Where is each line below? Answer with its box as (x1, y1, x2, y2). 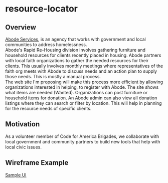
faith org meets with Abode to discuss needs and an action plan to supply (5, 68, 157, 74)
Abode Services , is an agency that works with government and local (5, 36, 146, 42)
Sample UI (5, 171, 27, 178)
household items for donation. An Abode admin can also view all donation (5, 95, 157, 101)
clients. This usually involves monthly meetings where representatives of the (5, 63, 163, 69)
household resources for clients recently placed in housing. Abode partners (5, 52, 161, 58)
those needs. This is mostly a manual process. (5, 74, 101, 79)
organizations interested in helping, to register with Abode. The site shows (5, 84, 159, 90)
